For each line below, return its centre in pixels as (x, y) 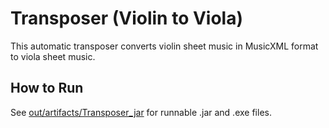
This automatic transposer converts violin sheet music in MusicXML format (164, 46)
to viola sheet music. (53, 56)
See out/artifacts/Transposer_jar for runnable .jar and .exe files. (141, 112)
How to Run (47, 88)
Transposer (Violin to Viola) (127, 18)
